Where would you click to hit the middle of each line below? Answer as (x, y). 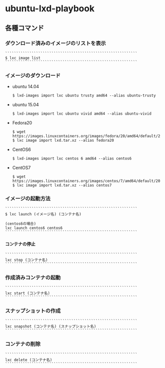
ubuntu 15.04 (26, 105)
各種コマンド (25, 28)
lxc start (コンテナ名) (28, 293)
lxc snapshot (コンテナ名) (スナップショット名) (51, 327)
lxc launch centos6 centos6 (34, 228)
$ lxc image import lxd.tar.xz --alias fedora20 (63, 141)
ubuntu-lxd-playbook (50, 9)
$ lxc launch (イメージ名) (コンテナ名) (43, 215)
